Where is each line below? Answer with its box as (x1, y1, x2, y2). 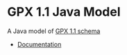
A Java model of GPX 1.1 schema (7, 27, 101, 35)
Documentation (17, 40, 62, 48)
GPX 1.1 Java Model (7, 4, 121, 20)
